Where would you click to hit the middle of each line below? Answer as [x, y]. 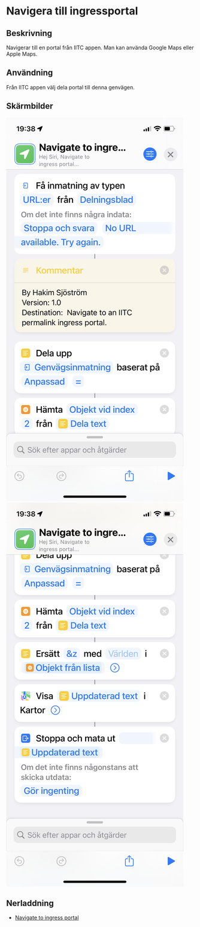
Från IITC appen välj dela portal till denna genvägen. [70, 87]
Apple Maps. [22, 54]
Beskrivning [29, 33]
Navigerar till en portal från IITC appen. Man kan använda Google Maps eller [100, 47]
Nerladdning [30, 903]
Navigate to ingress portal [47, 918]
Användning [30, 73]
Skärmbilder [30, 106]
